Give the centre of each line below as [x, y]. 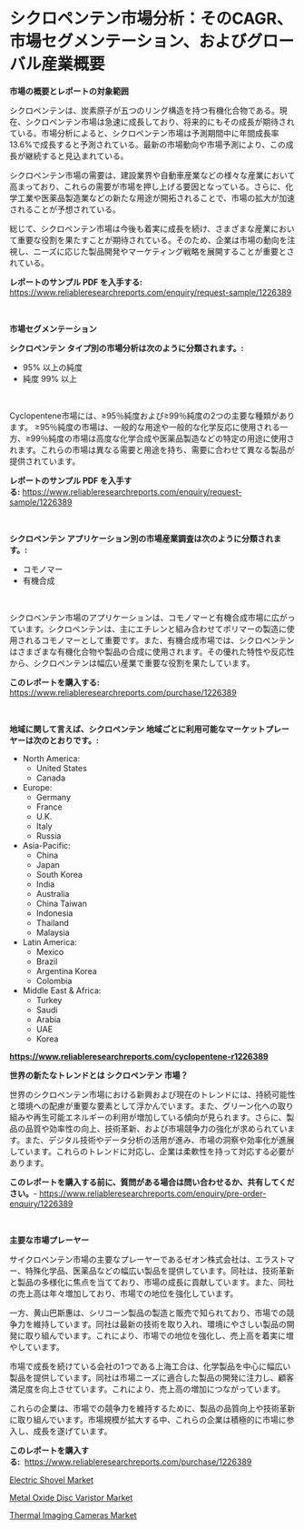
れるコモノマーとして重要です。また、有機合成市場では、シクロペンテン [160, 640]
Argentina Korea [66, 971]
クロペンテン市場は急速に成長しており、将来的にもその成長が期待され [164, 121]
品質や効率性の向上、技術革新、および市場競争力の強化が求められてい [156, 1128]
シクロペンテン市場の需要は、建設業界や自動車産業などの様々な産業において [152, 175]
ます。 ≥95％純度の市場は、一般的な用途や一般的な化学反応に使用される [145, 427]
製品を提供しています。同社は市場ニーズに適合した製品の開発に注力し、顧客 [152, 1377]
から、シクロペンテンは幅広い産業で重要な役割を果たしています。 [132, 663]
